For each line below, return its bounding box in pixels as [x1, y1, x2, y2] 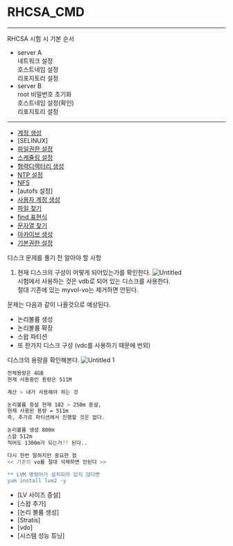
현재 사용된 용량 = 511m [7, 407, 69, 415]
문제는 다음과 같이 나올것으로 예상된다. [7, 300, 111, 309]
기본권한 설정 [17, 239, 53, 247]
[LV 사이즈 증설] [17, 490, 61, 500]
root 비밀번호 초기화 [17, 89, 72, 98]
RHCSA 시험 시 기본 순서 [7, 34, 75, 42]
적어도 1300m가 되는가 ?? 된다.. [7, 439, 88, 446]
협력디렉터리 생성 [17, 162, 64, 170]
